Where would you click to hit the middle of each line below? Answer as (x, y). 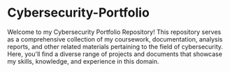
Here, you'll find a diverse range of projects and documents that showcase (115, 54)
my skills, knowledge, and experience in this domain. (83, 61)
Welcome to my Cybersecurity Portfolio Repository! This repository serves (114, 32)
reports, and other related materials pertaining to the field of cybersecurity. (115, 46)
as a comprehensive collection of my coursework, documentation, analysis (115, 39)
